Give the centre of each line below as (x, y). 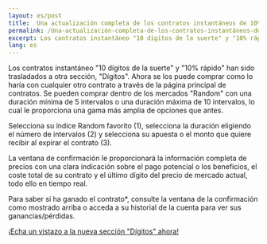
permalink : (26, 30)
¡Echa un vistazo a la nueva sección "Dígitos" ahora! (93, 231)
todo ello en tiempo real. (48, 183)
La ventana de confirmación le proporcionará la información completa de (128, 158)
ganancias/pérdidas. (42, 216)
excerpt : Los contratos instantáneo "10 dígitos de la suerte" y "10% (128, 38)
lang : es (23, 45)
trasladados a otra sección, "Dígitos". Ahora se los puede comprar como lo (131, 77)
